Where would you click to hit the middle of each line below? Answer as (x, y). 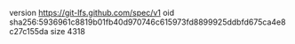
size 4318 (68, 31)
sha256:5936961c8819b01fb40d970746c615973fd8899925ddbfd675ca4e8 (147, 22)
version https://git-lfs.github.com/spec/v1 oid (92, 13)
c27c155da (29, 31)
